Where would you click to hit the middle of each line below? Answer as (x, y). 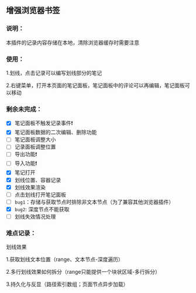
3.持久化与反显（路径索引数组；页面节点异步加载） (67, 284)
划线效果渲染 (30, 187)
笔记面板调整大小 (35, 140)
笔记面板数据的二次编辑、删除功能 (56, 132)
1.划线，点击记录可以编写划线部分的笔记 (54, 73)
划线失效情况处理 (35, 216)
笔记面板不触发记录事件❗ (44, 123)
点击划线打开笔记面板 (40, 194)
